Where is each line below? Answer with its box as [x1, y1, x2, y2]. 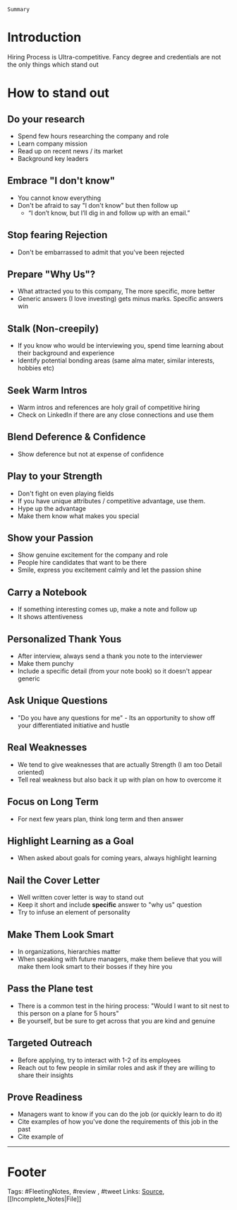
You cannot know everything [17, 194, 102, 202]
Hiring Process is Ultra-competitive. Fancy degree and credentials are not [7, 52, 221, 61]
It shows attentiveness [17, 613, 83, 621]
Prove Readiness [7, 1091, 83, 1103]
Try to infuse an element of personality [17, 908, 130, 917]
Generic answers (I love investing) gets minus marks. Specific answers [17, 295, 224, 303]
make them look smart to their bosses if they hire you [17, 962, 173, 970]
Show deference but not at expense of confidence [17, 450, 164, 458]
